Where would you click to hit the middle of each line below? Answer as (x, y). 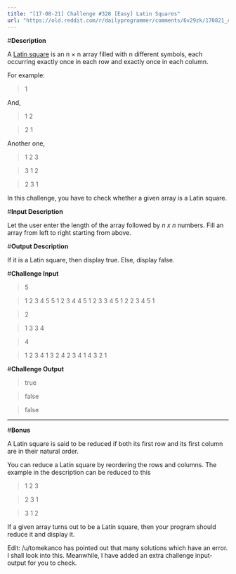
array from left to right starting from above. (69, 232)
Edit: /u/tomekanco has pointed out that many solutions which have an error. (118, 548)
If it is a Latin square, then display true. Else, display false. (91, 260)
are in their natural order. (43, 451)
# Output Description (38, 246)
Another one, (26, 143)
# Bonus (19, 430)
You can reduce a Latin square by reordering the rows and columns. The (112, 464)
